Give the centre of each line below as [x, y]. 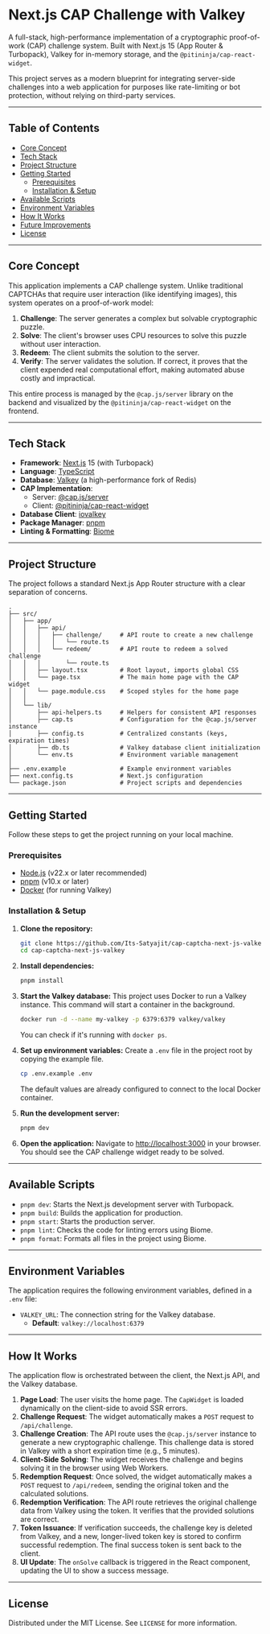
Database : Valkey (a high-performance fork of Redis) [108, 480]
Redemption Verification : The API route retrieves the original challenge [138, 1502]
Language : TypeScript [57, 472]
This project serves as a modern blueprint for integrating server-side [122, 78]
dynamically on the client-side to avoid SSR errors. [104, 1408]
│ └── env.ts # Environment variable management [124, 755]
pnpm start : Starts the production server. [87, 1221]
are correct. [39, 1520]
